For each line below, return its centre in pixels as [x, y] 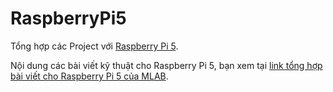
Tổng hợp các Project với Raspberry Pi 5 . [94, 46]
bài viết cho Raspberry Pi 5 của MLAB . [89, 76]
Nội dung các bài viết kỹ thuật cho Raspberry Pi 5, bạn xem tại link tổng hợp [166, 65]
